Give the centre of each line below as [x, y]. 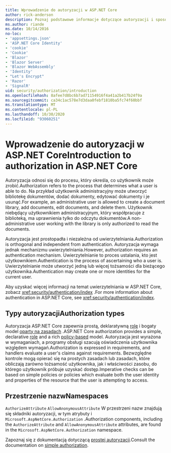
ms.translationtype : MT [31, 105]
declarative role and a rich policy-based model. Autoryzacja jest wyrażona [83, 337]
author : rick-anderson [29, 15]
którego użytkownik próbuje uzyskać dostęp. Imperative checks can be [80, 369]
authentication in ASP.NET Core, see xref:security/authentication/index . [80, 297]
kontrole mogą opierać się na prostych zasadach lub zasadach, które [78, 358]
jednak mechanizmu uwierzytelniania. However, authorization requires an [81, 249]
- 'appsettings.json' [28, 39]
